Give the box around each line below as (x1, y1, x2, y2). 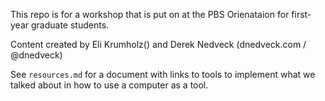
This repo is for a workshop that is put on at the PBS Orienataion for (10, 9, 290, 20)
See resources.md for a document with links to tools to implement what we (10, 69, 316, 80)
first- (291, 9, 312, 20)
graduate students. (30, 19, 110, 31)
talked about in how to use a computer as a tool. (10, 79, 209, 91)
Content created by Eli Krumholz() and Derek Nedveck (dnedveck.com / (10, 39, 307, 50)
